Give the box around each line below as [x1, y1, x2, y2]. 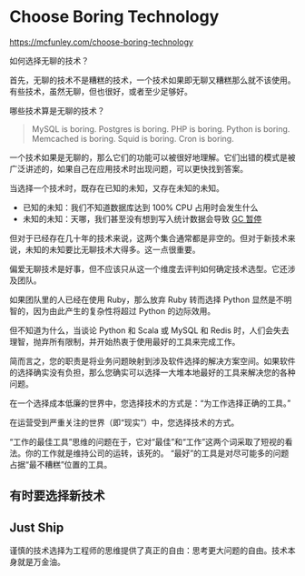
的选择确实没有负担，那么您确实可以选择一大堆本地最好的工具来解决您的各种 [9, 367, 296, 378]
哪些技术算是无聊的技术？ [9, 105, 105, 116]
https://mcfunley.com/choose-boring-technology [9, 36, 193, 47]
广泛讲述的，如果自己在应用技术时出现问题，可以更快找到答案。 [9, 163, 248, 174]
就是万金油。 [16, 557, 65, 568]
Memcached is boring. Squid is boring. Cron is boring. [31, 133, 234, 144]
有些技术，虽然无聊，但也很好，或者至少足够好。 [9, 86, 192, 96]
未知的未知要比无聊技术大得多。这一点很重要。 [25, 244, 201, 255]
